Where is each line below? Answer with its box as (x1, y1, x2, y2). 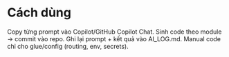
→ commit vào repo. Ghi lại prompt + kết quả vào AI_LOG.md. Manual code (7, 34, 221, 43)
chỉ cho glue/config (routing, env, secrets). (7, 42, 129, 50)
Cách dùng (7, 5, 71, 21)
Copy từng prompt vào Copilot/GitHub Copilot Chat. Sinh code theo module (7, 27, 222, 36)
